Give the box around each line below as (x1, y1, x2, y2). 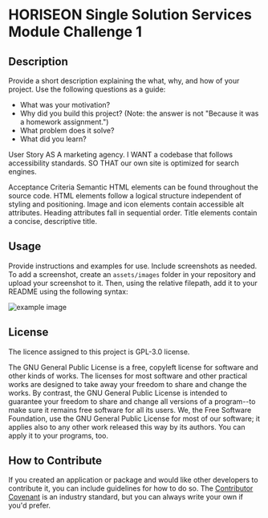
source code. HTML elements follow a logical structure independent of (8, 191, 242, 200)
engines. (8, 167, 38, 176)
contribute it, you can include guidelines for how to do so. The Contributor (8, 483, 254, 493)
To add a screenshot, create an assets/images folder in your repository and (8, 269, 256, 279)
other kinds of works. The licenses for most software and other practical (8, 371, 248, 381)
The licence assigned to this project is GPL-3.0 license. (8, 347, 190, 357)
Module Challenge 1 (8, 22, 142, 41)
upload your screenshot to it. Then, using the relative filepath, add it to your (8, 278, 258, 288)
